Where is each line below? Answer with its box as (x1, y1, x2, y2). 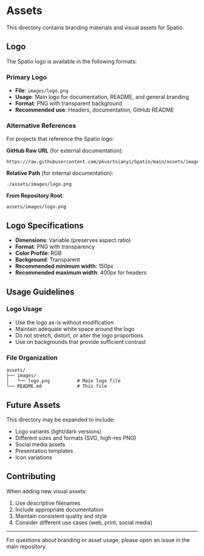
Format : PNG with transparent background (15, 100, 123, 107)
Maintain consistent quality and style (15, 512, 107, 519)
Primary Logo (6, 73, 47, 81)
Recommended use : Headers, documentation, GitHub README (15, 106, 174, 113)
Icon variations (15, 454, 53, 461)
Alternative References (6, 121, 76, 130)
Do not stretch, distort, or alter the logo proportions (15, 332, 144, 339)
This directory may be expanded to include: (6, 416, 115, 423)
